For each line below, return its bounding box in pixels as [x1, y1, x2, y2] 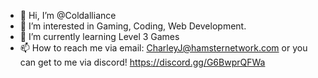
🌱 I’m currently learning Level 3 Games [19, 31, 180, 42]
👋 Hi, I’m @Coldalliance [19, 10, 117, 21]
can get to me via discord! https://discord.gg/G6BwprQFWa [19, 56, 266, 68]
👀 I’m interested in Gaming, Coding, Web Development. [19, 20, 247, 32]
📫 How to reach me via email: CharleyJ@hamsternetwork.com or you [19, 42, 308, 54]
